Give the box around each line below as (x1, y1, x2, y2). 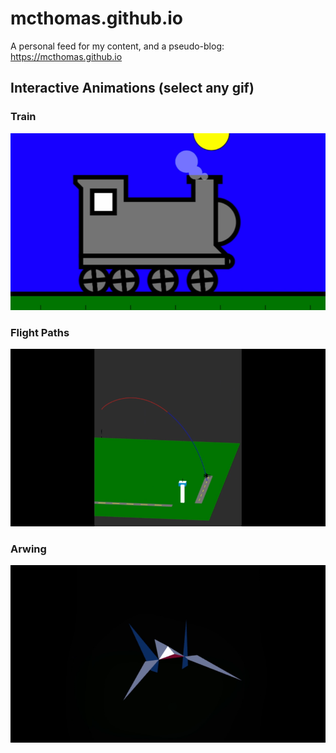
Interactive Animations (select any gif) (10, 80, 255, 97)
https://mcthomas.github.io (10, 50, 123, 62)
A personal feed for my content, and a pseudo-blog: (10, 40, 225, 52)
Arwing (10, 542, 47, 556)
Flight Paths (10, 326, 70, 340)
